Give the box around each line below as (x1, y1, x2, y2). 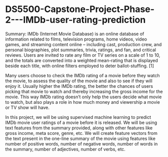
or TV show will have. (5, 104, 50, 110)
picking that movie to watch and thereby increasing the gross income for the (5, 88, 163, 94)
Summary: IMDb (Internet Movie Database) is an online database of (5, 31, 144, 37)
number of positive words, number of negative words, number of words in (5, 140, 158, 146)
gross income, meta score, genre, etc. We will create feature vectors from (5, 130, 158, 136)
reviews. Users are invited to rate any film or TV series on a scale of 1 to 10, (5, 52, 160, 58)
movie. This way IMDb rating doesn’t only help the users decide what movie (5, 94, 162, 100)
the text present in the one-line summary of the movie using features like (5, 135, 155, 141)
